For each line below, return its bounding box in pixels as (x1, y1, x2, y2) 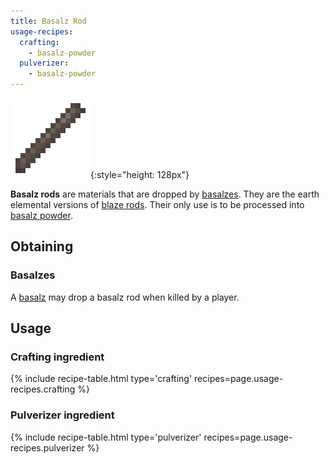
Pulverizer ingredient (10, 408, 115, 422)
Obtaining (10, 238, 74, 255)
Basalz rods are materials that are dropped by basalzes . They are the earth (10, 188, 320, 200)
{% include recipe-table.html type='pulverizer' (10, 431, 202, 443)
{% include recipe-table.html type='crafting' (10, 373, 193, 385)
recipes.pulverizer (10, 441, 85, 454)
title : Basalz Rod (10, 16, 87, 26)
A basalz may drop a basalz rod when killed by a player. (10, 291, 240, 303)
